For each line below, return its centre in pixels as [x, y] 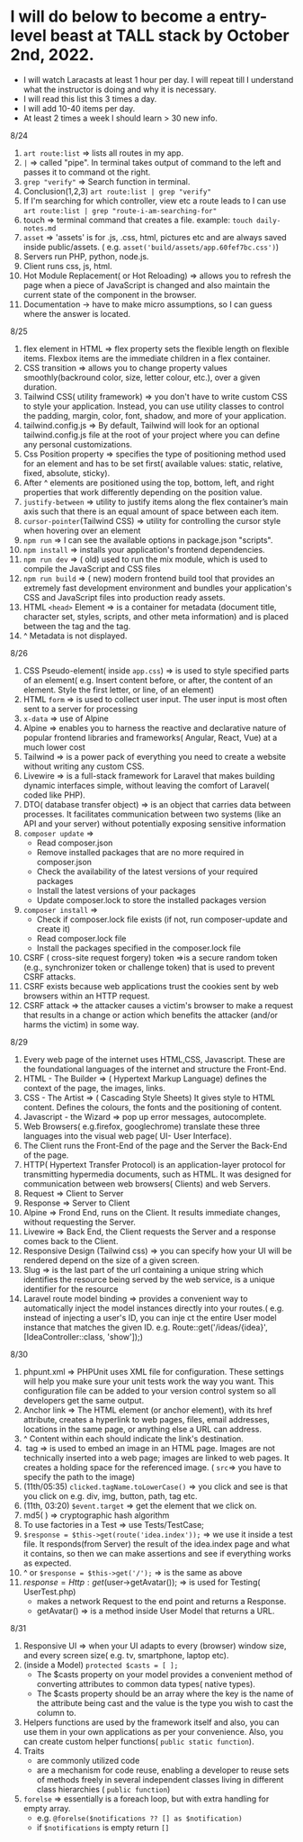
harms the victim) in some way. [81, 1025]
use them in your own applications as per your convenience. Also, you [153, 1731]
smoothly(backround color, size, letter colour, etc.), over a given [142, 377]
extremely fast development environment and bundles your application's [157, 588]
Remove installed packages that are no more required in [140, 852]
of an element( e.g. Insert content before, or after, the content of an [148, 680]
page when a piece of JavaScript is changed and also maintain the [147, 284]
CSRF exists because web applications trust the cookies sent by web [151, 986]
